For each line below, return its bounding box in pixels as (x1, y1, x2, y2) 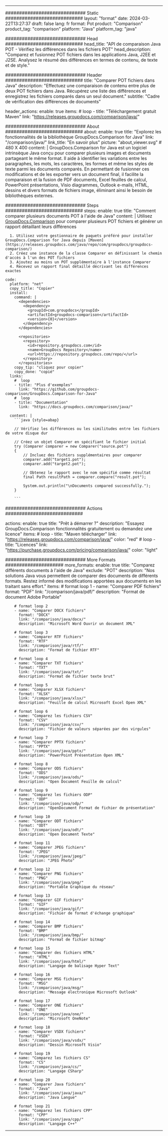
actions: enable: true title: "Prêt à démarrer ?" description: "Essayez (5, 520, 144, 526)
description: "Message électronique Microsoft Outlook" (18, 990, 137, 995)
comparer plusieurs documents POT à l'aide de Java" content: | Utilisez (5, 213, 152, 219)
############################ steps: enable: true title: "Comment (5, 208, 156, 214)
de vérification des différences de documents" (5, 99, 101, 104)
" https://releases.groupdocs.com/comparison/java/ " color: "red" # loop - (5, 536, 156, 542)
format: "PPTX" (18, 744, 50, 749)
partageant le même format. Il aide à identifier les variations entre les (5, 155, 147, 161)
